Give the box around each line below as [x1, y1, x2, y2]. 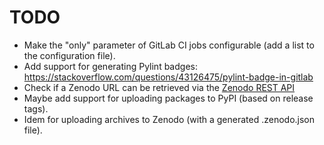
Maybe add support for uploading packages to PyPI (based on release [23, 92, 314, 104]
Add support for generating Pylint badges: [23, 60, 198, 72]
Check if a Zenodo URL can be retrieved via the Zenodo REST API [23, 81, 296, 93]
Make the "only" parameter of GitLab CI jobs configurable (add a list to [23, 39, 315, 51]
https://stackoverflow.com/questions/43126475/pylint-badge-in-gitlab [23, 71, 314, 83]
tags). [23, 102, 49, 115]
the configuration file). [23, 49, 116, 61]
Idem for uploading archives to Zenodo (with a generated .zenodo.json [23, 113, 316, 125]
